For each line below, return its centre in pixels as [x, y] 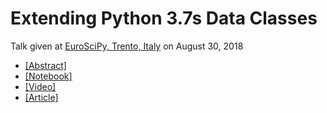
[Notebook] [48, 76]
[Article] [41, 97]
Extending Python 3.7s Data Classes [164, 18]
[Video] [40, 86]
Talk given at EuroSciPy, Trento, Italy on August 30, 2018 [127, 46]
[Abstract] [45, 65]
